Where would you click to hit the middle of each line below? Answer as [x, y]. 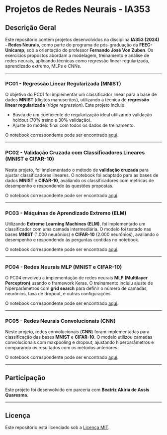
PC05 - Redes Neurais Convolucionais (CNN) [60, 321]
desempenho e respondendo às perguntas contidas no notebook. [72, 239]
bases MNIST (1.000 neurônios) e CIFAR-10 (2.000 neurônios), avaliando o [82, 234]
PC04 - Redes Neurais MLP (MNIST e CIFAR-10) [64, 267]
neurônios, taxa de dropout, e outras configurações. [59, 294]
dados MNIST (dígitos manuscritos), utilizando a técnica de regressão [77, 100]
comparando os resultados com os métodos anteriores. [62, 348]
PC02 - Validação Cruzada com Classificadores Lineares [75, 153]
